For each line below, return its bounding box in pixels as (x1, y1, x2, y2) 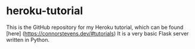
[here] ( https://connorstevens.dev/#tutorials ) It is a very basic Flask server (6, 30, 189, 37)
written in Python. (6, 36, 49, 43)
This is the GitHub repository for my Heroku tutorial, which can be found (6, 24, 184, 31)
